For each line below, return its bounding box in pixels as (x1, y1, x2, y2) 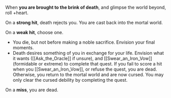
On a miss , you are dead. (5, 87, 59, 93)
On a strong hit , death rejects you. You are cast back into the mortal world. (5, 20, 163, 25)
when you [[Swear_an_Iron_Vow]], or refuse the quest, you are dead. (12, 66, 157, 72)
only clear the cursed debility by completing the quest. (12, 77, 128, 83)
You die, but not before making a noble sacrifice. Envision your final (12, 39, 155, 45)
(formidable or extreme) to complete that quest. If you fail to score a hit (12, 61, 162, 67)
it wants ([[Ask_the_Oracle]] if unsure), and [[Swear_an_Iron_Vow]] (12, 55, 152, 61)
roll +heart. (5, 10, 29, 16)
